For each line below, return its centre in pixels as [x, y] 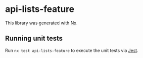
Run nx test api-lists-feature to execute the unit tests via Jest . [72, 50]
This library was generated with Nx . [41, 23]
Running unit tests [34, 38]
